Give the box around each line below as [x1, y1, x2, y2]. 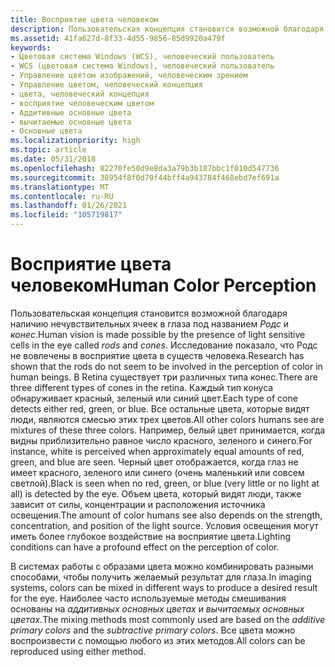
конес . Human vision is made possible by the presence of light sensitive [10, 328, 306, 340]
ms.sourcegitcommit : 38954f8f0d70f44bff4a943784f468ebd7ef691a [10, 172, 280, 183]
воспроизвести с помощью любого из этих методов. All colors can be [10, 634, 306, 646]
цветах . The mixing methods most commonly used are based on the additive [10, 613, 326, 625]
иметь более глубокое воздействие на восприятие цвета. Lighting [10, 530, 292, 542]
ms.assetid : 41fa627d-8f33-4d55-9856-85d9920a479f [10, 33, 226, 43]
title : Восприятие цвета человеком [10, 14, 159, 25]
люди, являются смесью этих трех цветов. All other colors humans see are [10, 413, 325, 425]
